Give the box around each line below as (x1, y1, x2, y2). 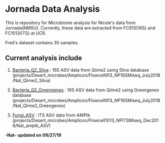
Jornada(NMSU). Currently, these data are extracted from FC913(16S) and (5, 25, 156, 30)
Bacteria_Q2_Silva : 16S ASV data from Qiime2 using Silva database (12, 67, 149, 73)
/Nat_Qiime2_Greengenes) (12, 102, 66, 109)
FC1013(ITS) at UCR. (5, 30, 47, 36)
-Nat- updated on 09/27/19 (5, 132, 62, 138)
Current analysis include (5, 54, 82, 62)
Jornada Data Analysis (5, 3, 100, 15)
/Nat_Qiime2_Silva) (12, 77, 51, 83)
